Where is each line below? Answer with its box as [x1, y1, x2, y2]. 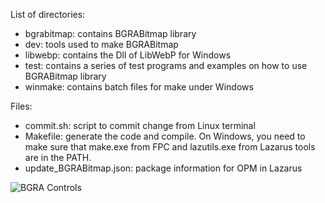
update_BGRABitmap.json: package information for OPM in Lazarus [24, 162, 303, 174]
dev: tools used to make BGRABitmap [24, 39, 179, 50]
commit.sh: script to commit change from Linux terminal [24, 120, 256, 131]
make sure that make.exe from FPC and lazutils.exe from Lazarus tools [24, 141, 316, 153]
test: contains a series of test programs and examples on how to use [24, 60, 308, 71]
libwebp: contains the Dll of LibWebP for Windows [24, 49, 232, 61]
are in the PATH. [24, 152, 92, 163]
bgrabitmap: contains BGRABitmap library [24, 28, 197, 39]
